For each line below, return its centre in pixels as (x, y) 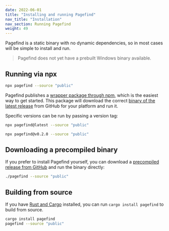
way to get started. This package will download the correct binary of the (80, 100)
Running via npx (31, 74)
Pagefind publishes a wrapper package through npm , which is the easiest (82, 95)
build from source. (24, 210)
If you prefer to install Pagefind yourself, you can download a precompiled (82, 162)
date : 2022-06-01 (23, 10)
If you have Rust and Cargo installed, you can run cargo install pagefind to (84, 204)
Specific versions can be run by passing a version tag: (62, 115)
